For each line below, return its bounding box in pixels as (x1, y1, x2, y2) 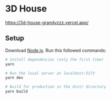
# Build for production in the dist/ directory (5, 84, 106, 89)
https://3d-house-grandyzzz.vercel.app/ (5, 19, 89, 25)
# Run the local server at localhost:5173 (5, 70, 95, 75)
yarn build (5, 89, 28, 94)
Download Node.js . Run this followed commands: (5, 47, 106, 53)
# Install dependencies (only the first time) (5, 57, 104, 62)
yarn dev (5, 75, 23, 80)
